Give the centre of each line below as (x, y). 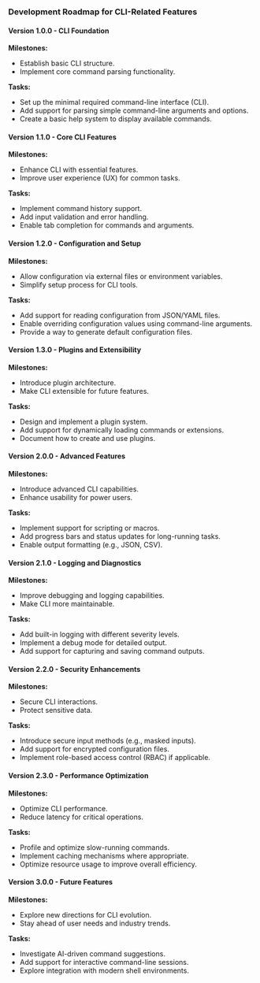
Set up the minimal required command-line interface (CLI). (114, 102)
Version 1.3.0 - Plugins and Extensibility (75, 350)
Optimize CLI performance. (63, 808)
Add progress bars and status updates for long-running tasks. (120, 536)
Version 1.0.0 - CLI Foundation (59, 31)
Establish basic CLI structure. (67, 63)
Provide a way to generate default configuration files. (106, 332)
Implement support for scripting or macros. (89, 528)
